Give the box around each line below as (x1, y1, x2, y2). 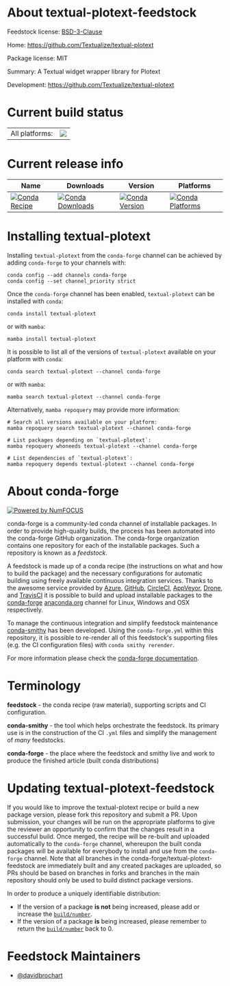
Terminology (7, 677, 81, 693)
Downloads (66, 180, 105, 190)
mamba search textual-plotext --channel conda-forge (7, 393, 161, 400)
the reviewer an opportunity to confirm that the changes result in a (7, 825, 195, 833)
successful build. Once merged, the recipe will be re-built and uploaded (7, 832, 210, 841)
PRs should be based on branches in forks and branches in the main (7, 869, 200, 877)
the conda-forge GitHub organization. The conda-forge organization (7, 533, 200, 542)
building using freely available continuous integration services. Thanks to (7, 576, 214, 584)
